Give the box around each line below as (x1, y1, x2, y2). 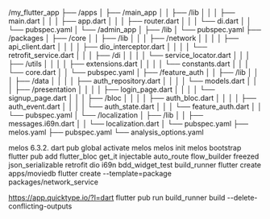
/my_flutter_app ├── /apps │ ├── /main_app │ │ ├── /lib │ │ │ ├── (8, 8, 235, 17)
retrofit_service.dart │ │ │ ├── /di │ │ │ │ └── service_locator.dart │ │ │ (8, 51, 251, 60)
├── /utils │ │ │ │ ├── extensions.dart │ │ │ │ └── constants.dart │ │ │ (8, 59, 250, 68)
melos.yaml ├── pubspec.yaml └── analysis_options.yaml (8, 127, 204, 137)
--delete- (226, 193, 258, 202)
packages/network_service (8, 177, 99, 187)
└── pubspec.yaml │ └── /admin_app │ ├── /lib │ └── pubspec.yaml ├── (8, 25, 262, 34)
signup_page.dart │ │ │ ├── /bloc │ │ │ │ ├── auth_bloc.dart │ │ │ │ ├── (8, 93, 256, 102)
